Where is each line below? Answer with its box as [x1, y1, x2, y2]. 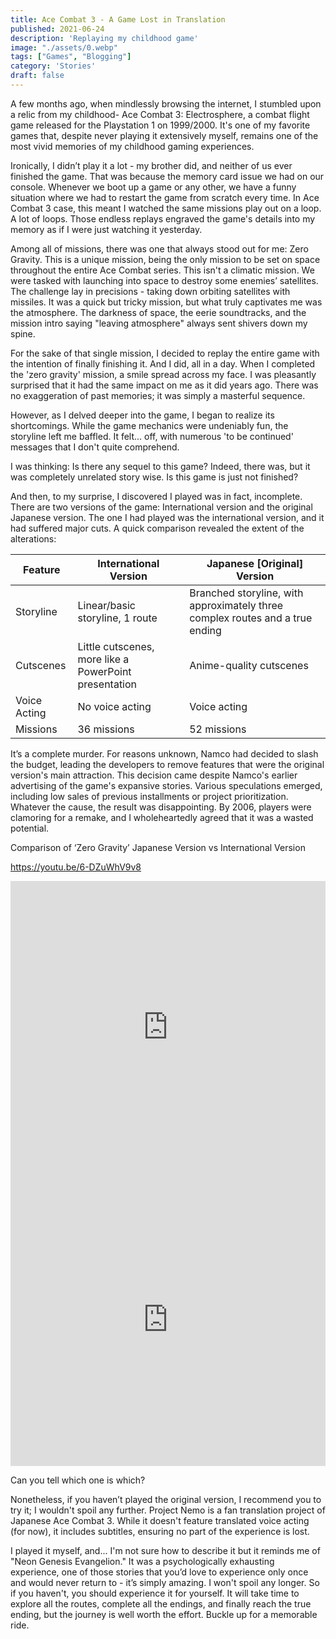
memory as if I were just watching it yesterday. [10, 223, 203, 235]
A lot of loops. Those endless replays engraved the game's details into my [10, 212, 316, 225]
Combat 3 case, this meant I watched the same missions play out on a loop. [10, 202, 322, 214]
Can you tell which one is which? [10, 1474, 146, 1486]
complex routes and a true [189, 611, 313, 625]
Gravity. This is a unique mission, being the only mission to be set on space [10, 253, 321, 265]
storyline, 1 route [77, 611, 158, 625]
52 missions [189, 722, 247, 736]
